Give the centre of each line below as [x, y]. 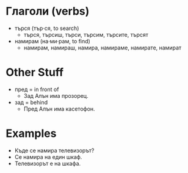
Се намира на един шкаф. [48, 156]
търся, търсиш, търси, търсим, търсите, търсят [86, 34]
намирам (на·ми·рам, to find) [52, 41]
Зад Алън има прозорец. [56, 95]
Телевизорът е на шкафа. [48, 163]
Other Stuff [35, 72]
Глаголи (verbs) [48, 11]
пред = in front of [37, 89]
